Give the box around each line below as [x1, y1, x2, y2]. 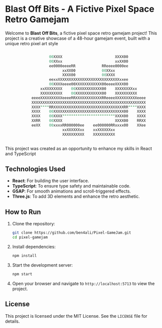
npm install [12, 253, 37, 258]
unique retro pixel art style [5, 40, 58, 46]
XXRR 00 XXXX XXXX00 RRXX [31, 118, 146, 123]
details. [5, 318, 20, 324]
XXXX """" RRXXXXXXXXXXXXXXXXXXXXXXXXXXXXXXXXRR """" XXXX [31, 105, 146, 109]
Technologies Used [5, 164, 65, 173]
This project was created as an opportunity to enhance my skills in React [5, 145, 152, 151]
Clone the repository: [12, 221, 55, 227]
